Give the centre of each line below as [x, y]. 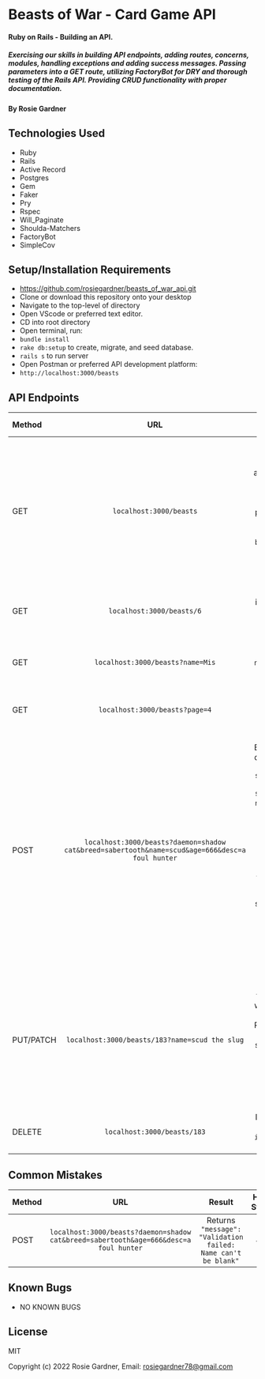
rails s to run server [54, 356]
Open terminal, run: [51, 331]
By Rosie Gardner [37, 108]
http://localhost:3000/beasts [69, 373]
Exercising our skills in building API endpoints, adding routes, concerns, [129, 55]
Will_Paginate [42, 220]
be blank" [221, 1261]
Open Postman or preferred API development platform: [108, 365]
